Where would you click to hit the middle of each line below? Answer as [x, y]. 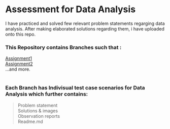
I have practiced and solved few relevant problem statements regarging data [85, 23]
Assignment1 [19, 58]
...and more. [18, 69]
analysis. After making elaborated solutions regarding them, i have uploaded [85, 28]
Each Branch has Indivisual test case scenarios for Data [75, 88]
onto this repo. [21, 34]
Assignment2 [19, 64]
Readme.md [30, 121]
